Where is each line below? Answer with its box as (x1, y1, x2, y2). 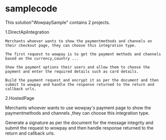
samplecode (5, 3, 58, 14)
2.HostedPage (5, 95, 35, 101)
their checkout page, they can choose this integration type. (5, 43, 137, 48)
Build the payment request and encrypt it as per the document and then (5, 77, 159, 82)
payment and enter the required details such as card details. (5, 69, 139, 74)
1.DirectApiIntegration (5, 29, 50, 35)
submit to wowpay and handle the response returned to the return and (5, 82, 155, 87)
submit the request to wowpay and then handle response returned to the (5, 125, 154, 131)
